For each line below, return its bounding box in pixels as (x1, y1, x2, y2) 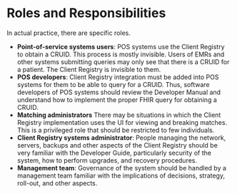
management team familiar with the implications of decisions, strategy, (16, 171, 226, 180)
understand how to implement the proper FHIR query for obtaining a (16, 95, 217, 104)
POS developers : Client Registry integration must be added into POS (16, 73, 219, 81)
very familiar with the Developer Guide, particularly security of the (16, 148, 212, 157)
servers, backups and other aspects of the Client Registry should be (16, 141, 218, 149)
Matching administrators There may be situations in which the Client (16, 111, 221, 119)
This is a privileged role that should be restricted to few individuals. (16, 126, 215, 134)
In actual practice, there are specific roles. (6, 29, 131, 37)
